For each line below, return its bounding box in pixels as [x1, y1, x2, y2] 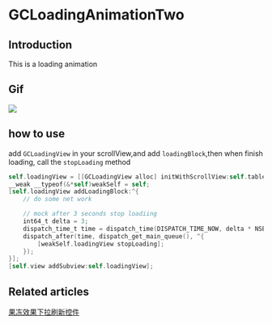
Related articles [8, 284, 89, 298]
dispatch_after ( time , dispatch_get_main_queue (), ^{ [23, 232, 205, 240]
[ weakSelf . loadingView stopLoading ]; [37, 240, 164, 248]
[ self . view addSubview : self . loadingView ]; [8, 263, 154, 271]
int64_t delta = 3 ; [23, 217, 89, 225]
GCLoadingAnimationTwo [8, 6, 185, 24]
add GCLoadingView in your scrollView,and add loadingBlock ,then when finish [8, 148, 263, 158]
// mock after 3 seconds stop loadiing [23, 210, 158, 218]
